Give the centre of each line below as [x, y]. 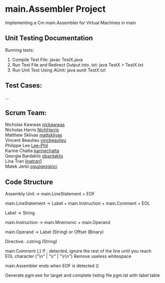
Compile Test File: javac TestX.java [47, 60]
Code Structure [29, 182]
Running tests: [20, 50]
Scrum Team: [26, 112]
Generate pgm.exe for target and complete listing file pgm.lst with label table [82, 275]
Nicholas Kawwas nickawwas [35, 125]
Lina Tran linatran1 [24, 161]
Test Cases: [24, 85]
